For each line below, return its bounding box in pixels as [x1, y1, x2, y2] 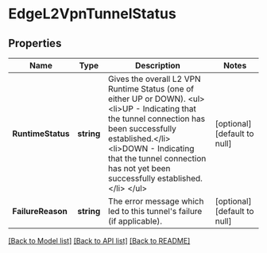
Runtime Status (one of [108, 84, 195, 94]
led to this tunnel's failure [108, 206, 203, 216]
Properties [8, 37, 62, 50]
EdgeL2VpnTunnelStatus [8, 5, 176, 23]
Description [134, 60, 180, 71]
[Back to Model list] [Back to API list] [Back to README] [8, 236, 191, 245]
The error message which [108, 196, 204, 207]
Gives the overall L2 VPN [108, 73, 201, 84]
